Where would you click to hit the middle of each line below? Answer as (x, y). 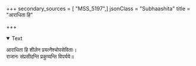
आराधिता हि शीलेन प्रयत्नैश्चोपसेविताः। (42, 50)
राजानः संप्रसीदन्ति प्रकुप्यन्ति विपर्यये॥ (40, 56)
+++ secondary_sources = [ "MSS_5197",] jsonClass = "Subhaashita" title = (98, 9)
